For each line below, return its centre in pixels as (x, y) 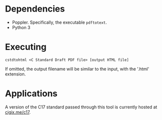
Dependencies (35, 9)
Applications (31, 94)
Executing (26, 47)
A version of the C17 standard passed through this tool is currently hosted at (81, 107)
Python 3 (21, 27)
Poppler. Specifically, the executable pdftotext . (59, 22)
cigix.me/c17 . (18, 112)
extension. (16, 74)
